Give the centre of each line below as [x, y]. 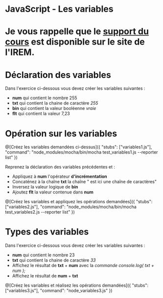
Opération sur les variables [61, 133]
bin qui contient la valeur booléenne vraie [54, 108]
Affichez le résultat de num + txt [45, 276]
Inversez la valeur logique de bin [45, 187]
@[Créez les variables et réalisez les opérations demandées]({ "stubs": [77, 285]
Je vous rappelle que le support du [77, 32]
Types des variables [47, 232]
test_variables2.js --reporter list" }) [40, 212]
